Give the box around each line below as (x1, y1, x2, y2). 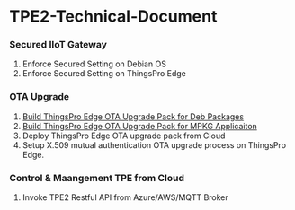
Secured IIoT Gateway (9, 39, 108, 51)
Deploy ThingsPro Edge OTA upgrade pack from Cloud (22, 130, 226, 141)
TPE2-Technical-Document (9, 6, 218, 27)
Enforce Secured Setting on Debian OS (22, 58, 166, 69)
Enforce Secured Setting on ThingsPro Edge (22, 68, 187, 79)
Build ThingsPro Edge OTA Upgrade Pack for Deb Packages (22, 110, 245, 122)
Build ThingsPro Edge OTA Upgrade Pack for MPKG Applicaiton (22, 120, 258, 131)
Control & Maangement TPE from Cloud (9, 171, 185, 184)
